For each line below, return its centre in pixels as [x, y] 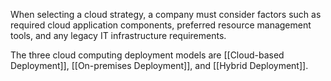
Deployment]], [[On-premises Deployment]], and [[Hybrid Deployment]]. [159, 65]
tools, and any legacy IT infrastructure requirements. [118, 35]
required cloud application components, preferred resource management [161, 25]
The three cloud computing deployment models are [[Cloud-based [147, 55]
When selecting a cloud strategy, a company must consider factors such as [166, 14]
